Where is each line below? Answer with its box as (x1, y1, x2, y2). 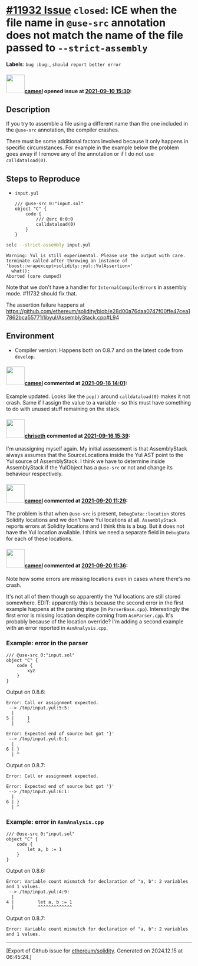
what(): (11, 268, 31, 274)
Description (6, 104, 50, 114)
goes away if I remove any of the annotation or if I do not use (6, 150, 154, 157)
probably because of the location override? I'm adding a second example (6, 617, 184, 625)
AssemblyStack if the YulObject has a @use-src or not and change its (6, 464, 173, 471)
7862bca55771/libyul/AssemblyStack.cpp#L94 (6, 314, 120, 321)
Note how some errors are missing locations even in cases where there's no (6, 575, 191, 582)
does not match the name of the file (6, 29, 184, 42)
